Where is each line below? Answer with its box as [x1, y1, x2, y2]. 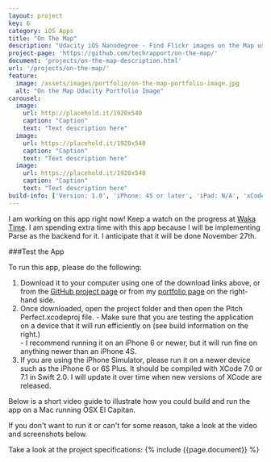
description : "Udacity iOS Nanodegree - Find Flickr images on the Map [8, 42, 254, 50]
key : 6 [8, 19, 31, 27]
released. [19, 381, 52, 390]
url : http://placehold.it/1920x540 [23, 110, 143, 118]
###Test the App [8, 247, 65, 256]
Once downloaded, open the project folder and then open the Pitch [19, 303, 244, 313]
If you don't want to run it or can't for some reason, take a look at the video [8, 420, 258, 430]
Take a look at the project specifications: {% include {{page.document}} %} [8, 444, 260, 454]
